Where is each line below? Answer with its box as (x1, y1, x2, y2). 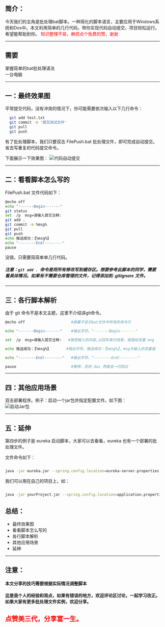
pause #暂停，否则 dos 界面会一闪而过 (5, 364, 129, 369)
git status (5, 208, 27, 214)
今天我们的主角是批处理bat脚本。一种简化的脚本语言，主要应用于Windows (5, 19, 156, 25)
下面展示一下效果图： (5, 155, 48, 161)
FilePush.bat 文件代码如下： (5, 190, 62, 195)
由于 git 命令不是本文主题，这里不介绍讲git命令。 (5, 310, 104, 316)
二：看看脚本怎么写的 (5, 176, 70, 184)
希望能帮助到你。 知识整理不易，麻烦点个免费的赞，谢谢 (5, 31, 118, 37)
